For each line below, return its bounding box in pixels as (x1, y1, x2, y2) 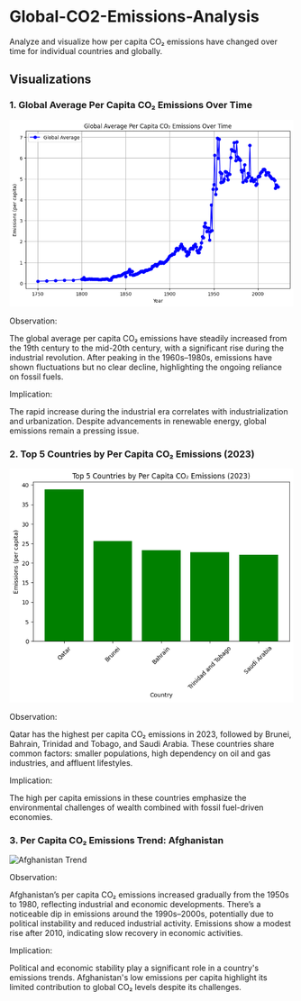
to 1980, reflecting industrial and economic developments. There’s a (9, 899, 261, 910)
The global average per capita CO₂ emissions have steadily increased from (9, 332, 287, 343)
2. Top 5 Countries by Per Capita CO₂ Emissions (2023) (9, 448, 255, 460)
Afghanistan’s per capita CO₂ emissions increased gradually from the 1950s (9, 889, 290, 900)
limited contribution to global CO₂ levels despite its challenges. (9, 982, 242, 993)
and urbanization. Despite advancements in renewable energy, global (9, 415, 268, 426)
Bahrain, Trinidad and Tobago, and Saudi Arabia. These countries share (9, 738, 275, 749)
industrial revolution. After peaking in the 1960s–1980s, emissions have (9, 351, 273, 362)
